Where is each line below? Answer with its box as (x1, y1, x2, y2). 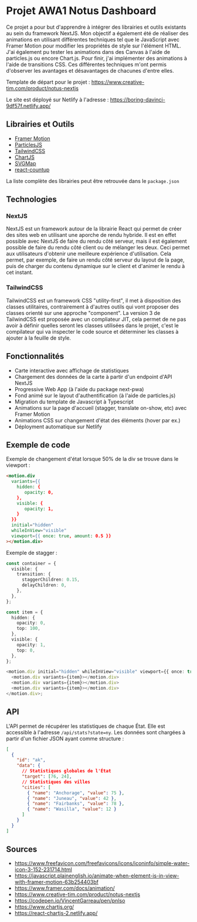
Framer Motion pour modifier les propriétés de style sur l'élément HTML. (6, 42, 182, 49)
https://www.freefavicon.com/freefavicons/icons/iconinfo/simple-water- (14, 860, 190, 867)
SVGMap (14, 160, 36, 167)
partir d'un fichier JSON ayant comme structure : (6, 735, 124, 742)
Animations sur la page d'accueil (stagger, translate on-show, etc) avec (14, 404, 187, 411)
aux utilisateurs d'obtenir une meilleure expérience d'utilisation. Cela (6, 250, 172, 257)
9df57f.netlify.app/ (6, 102, 51, 109)
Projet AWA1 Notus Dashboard (6, 4, 157, 18)
